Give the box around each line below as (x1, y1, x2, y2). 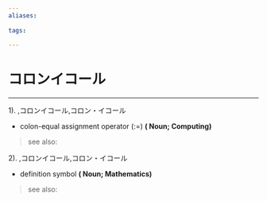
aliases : (8, 11, 37, 20)
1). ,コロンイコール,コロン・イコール (8, 106, 126, 115)
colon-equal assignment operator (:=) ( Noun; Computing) (19, 122, 212, 131)
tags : (8, 26, 26, 34)
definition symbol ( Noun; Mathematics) (19, 169, 153, 179)
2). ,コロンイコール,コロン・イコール (8, 153, 128, 163)
